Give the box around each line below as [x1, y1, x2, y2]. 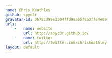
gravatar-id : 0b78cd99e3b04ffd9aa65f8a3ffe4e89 [5, 17, 107, 22]
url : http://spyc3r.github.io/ [23, 31, 89, 36]
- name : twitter [14, 36, 53, 41]
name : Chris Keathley [5, 7, 51, 13]
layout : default [5, 45, 39, 50]
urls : [5, 21, 17, 27]
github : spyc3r [5, 12, 37, 17]
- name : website [14, 26, 53, 31]
